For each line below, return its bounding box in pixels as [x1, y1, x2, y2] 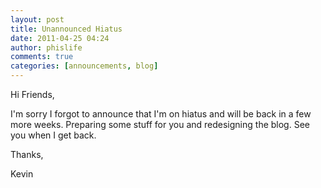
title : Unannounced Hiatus [10, 24, 123, 34]
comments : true [10, 52, 74, 62]
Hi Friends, [10, 89, 55, 100]
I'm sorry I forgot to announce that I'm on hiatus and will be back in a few [10, 108, 312, 120]
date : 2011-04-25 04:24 [10, 33, 110, 43]
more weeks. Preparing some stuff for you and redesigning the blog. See [10, 119, 310, 130]
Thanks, [10, 149, 44, 160]
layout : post [10, 14, 65, 25]
